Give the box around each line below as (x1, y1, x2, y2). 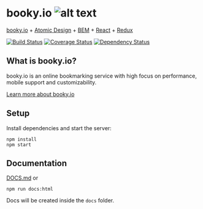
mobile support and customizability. (6, 78, 97, 86)
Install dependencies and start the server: (6, 124, 112, 131)
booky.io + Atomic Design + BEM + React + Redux (6, 26, 133, 34)
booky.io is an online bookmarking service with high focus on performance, (6, 72, 197, 79)
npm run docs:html (6, 186, 53, 193)
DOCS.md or (6, 174, 39, 182)
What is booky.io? (6, 56, 77, 67)
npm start (6, 141, 32, 148)
